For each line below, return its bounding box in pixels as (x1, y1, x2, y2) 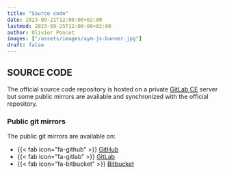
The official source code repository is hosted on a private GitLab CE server (7, 85, 218, 93)
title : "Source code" (7, 10, 69, 17)
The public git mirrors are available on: (7, 132, 116, 141)
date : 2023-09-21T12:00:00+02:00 (7, 16, 103, 23)
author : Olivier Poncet (7, 29, 75, 36)
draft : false (7, 42, 44, 48)
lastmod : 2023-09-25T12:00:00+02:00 (7, 23, 111, 29)
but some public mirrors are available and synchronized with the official (7, 92, 209, 100)
